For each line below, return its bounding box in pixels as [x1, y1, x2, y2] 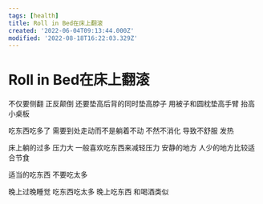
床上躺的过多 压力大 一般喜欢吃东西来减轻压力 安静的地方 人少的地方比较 [8, 143, 249, 153]
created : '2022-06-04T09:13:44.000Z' [8, 26, 135, 34]
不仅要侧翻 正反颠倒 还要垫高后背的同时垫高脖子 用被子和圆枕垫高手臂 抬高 [8, 99, 255, 109]
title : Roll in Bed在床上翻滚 [8, 19, 103, 27]
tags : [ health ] [8, 11, 59, 20]
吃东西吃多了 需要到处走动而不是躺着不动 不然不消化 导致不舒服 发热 [8, 126, 234, 136]
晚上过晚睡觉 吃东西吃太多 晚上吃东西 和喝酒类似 [8, 187, 169, 197]
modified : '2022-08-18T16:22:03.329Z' [8, 34, 138, 42]
